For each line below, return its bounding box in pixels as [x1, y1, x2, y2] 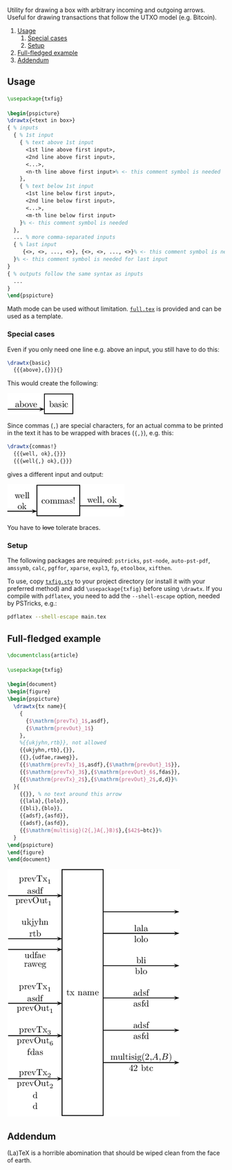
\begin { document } [7, 681, 57, 688]
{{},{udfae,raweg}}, [19, 754, 79, 761]
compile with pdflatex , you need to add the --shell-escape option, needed [7, 592, 220, 601]
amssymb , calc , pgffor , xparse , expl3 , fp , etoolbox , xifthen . [7, 564, 173, 572]
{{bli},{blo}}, [19, 805, 64, 812]
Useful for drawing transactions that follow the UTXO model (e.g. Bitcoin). [7, 13, 217, 21]
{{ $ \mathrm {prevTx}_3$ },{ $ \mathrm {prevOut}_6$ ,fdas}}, [19, 768, 181, 776]
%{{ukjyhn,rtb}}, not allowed [19, 740, 107, 747]
